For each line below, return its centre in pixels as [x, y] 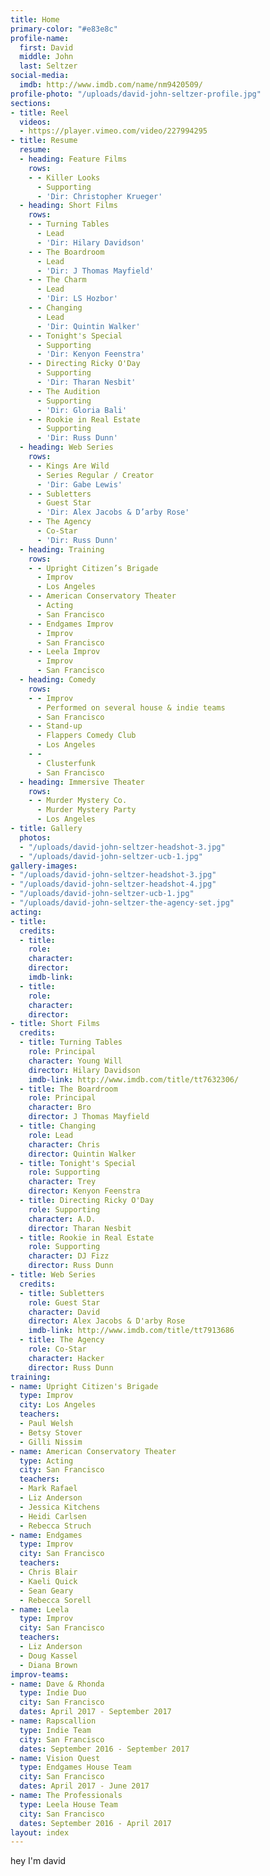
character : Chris [64, 1144]
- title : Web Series [53, 1275]
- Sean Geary [46, 1591]
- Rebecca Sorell [55, 1600]
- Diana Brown [48, 1665]
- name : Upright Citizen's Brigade [84, 1386]
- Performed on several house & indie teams [131, 707]
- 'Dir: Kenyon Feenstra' [90, 354]
